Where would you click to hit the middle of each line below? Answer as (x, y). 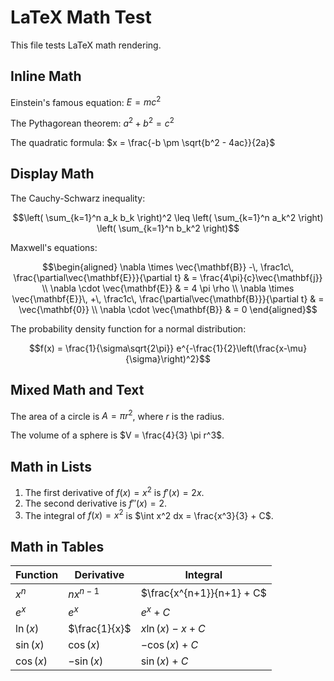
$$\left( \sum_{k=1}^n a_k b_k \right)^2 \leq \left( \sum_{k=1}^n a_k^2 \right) (168, 217)
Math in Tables (57, 546)
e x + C (155, 611)
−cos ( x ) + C (169, 644)
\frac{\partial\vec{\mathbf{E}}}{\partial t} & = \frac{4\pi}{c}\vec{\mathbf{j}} (168, 277)
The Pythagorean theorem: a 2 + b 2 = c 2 (92, 123)
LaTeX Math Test (81, 17)
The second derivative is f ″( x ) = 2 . (96, 503)
